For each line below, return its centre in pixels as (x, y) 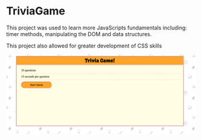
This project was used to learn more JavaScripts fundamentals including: (97, 28)
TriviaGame (36, 11)
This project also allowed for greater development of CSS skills (84, 46)
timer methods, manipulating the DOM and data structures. (79, 34)
